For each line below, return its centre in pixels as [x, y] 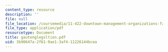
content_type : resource [30, 10]
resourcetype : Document [30, 33]
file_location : [21, 24]
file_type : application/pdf [34, 28]
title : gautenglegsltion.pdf [35, 38]
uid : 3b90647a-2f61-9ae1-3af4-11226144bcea [51, 42]
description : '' [22, 14]
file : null [16, 19]
